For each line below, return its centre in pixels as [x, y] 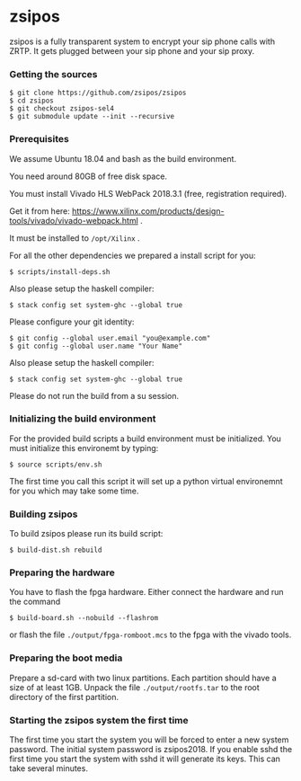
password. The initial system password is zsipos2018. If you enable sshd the [151, 750]
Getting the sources [53, 74]
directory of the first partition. [64, 697]
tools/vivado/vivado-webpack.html [74, 220]
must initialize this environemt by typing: [84, 448]
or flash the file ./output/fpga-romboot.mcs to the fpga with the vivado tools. [150, 635]
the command [35, 602]
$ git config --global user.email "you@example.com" [110, 338]
